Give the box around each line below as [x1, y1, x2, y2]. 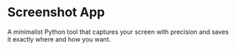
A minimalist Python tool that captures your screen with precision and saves [7, 27, 229, 36]
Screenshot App [7, 4, 105, 20]
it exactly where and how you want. [7, 35, 111, 43]
